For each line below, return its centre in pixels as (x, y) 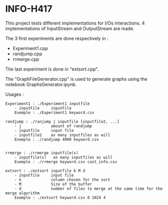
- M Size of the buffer (53, 184)
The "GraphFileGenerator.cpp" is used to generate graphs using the (76, 79)
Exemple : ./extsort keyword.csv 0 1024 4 (60, 197)
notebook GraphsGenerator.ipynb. (41, 84)
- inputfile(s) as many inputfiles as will (64, 157)
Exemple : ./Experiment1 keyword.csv (54, 112)
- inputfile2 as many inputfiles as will (62, 135)
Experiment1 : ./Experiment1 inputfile (48, 104)
